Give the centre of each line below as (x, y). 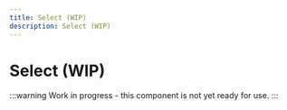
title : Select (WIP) (48, 18)
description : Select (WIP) (60, 26)
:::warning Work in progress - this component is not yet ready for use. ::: (144, 96)
